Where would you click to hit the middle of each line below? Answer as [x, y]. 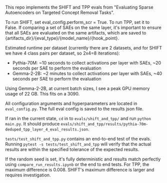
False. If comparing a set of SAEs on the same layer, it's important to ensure [83, 27]
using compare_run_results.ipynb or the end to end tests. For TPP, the [77, 164]
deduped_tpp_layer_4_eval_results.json [47, 129]
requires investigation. [28, 175]
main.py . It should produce [32, 124]
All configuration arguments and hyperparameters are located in [71, 103]
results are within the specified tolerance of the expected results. [72, 149]
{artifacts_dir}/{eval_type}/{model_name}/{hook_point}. [62, 38]
